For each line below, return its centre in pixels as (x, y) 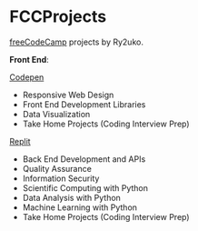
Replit (20, 141)
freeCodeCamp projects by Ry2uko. (76, 42)
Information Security (61, 178)
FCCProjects (58, 17)
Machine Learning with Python (80, 207)
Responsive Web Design (68, 95)
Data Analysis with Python (71, 197)
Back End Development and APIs (84, 159)
